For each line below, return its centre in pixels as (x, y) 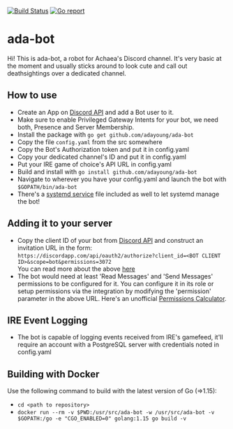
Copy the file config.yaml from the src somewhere (90, 142)
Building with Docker (53, 374)
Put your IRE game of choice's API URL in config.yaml (95, 164)
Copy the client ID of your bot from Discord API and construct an (110, 240)
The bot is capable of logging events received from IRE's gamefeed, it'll (120, 337)
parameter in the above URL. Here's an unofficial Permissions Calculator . (122, 298)
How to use (32, 96)
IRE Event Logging (47, 320)
